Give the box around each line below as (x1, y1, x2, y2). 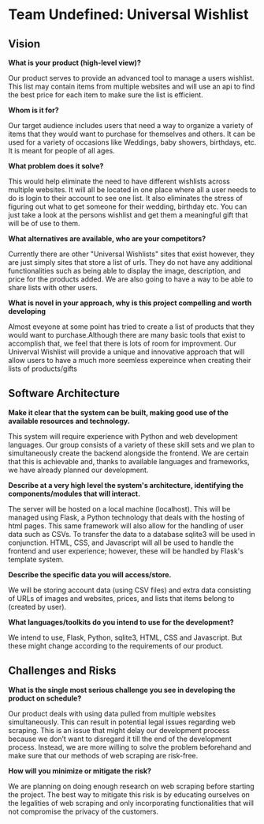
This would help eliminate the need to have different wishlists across (8, 176, 230, 186)
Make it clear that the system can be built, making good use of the (8, 407, 229, 417)
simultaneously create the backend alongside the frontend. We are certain (8, 448, 249, 458)
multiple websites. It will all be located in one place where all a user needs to (8, 185, 257, 195)
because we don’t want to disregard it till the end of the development (8, 734, 232, 743)
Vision (8, 37, 41, 51)
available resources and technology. (8, 416, 130, 425)
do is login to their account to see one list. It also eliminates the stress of (8, 194, 243, 202)
